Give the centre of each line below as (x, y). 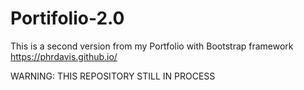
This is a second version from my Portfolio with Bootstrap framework (152, 46)
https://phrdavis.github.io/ (64, 56)
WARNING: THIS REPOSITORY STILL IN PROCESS (113, 76)
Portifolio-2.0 (67, 18)
